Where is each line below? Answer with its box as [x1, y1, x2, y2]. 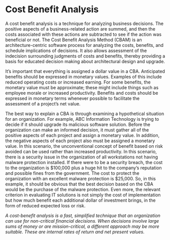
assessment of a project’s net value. [5, 100, 81, 106]
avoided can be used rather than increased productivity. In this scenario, [5, 148, 157, 154]
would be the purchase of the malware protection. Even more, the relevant [5, 186, 161, 192]
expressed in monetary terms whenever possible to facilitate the [5, 95, 140, 101]
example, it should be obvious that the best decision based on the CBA [5, 181, 154, 187]
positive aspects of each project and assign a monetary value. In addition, [5, 132, 160, 138]
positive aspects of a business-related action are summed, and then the [5, 25, 156, 32]
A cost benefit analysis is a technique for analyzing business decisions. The [5, 20, 164, 26]
